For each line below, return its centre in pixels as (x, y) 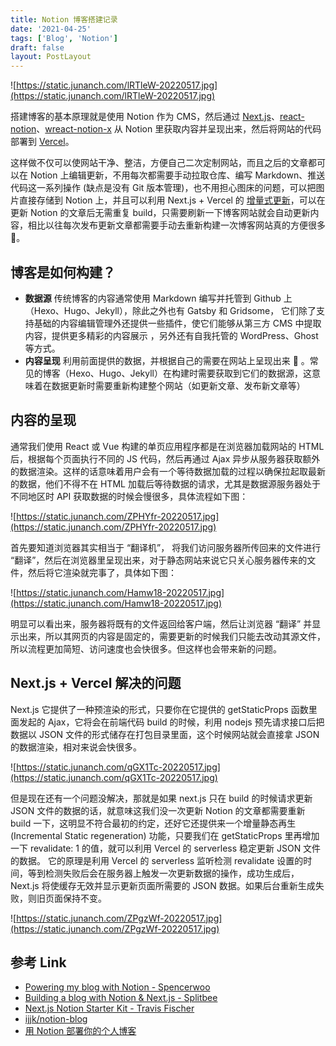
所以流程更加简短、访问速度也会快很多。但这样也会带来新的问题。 (146, 648)
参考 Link (38, 962)
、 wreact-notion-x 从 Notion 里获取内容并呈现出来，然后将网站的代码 (179, 129)
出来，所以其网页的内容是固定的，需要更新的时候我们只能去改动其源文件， (172, 636)
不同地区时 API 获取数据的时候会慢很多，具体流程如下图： (129, 496)
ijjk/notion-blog (56, 1019)
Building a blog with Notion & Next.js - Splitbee (121, 998)
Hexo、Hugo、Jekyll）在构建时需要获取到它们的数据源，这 (190, 373)
